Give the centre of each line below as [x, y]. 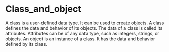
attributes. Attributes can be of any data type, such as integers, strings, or [82, 33]
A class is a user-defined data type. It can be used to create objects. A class [85, 23]
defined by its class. [26, 44]
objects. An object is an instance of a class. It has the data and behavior [80, 39]
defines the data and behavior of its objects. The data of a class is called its [84, 28]
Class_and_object [44, 9]
